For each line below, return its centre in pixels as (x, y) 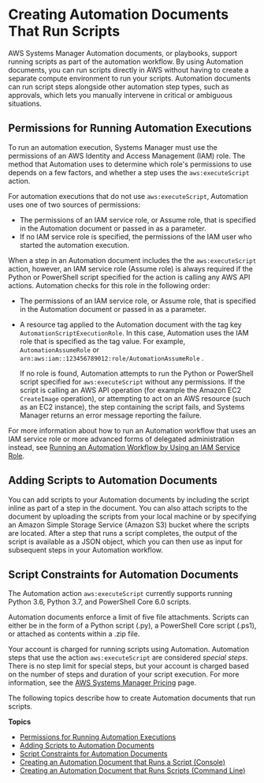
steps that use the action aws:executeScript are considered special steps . (128, 657)
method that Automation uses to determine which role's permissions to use (130, 164)
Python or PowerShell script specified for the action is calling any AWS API (129, 277)
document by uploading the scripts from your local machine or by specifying (132, 516)
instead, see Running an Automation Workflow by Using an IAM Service (124, 447)
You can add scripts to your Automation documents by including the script (129, 500)
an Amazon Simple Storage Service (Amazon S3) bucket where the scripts (129, 524)
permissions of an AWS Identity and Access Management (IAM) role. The (127, 155)
